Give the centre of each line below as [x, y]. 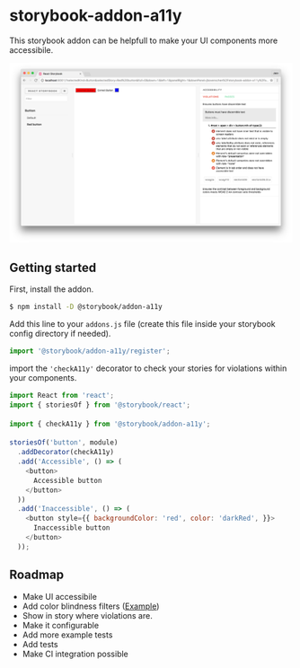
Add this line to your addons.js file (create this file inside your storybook [142, 324]
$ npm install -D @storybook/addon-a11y [86, 307]
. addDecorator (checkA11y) [66, 453]
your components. [43, 377]
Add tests [40, 644]
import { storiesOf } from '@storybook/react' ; [100, 405]
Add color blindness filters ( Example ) [91, 606]
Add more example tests [67, 635]
